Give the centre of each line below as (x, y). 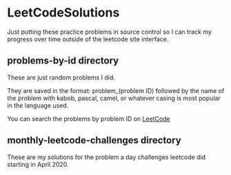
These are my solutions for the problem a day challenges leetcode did (106, 157)
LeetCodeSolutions (63, 13)
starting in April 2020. (38, 164)
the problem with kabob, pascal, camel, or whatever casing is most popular (114, 98)
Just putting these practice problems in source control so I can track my (110, 32)
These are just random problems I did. (61, 77)
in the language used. (38, 105)
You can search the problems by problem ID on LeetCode (89, 119)
